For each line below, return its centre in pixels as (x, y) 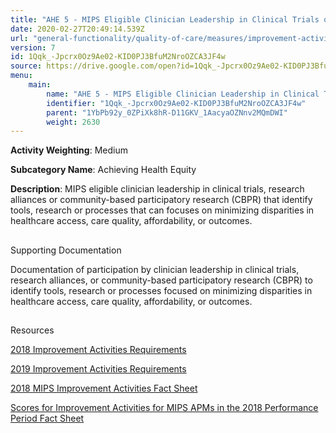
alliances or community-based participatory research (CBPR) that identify (161, 200)
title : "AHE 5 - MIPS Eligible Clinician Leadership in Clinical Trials (165, 19)
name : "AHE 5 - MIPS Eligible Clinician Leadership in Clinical (183, 94)
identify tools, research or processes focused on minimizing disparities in (161, 290)
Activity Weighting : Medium (69, 150)
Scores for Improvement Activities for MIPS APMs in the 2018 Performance (164, 408)
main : (40, 85)
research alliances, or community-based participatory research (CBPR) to (161, 280)
